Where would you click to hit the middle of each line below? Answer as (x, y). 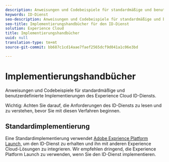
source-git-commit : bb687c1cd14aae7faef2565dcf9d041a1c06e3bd (72, 47)
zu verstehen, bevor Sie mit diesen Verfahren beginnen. (63, 110)
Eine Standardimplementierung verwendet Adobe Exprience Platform (77, 138)
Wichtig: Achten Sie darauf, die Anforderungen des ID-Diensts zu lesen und (83, 105)
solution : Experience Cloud (35, 29)
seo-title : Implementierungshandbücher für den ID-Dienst (67, 24)
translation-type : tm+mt (31, 43)
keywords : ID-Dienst (27, 15)
